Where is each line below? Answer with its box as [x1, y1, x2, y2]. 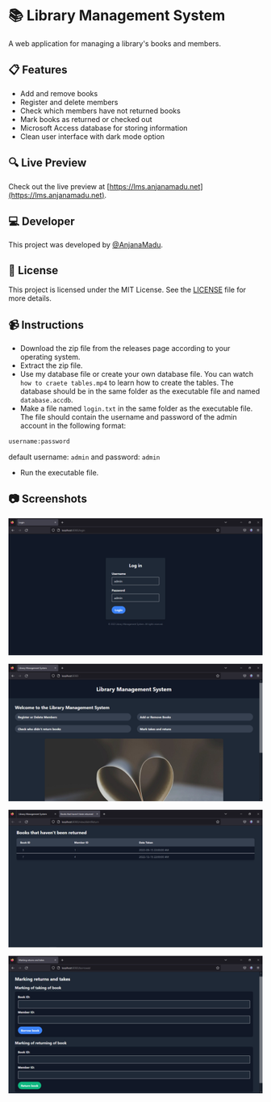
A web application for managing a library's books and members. [8, 38, 222, 49]
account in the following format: [19, 421, 127, 430]
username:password [8, 437, 70, 445]
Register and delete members [19, 97, 119, 107]
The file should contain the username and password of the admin [19, 412, 238, 421]
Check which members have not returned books [19, 106, 181, 116]
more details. [8, 293, 52, 303]
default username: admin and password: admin [8, 452, 161, 462]
